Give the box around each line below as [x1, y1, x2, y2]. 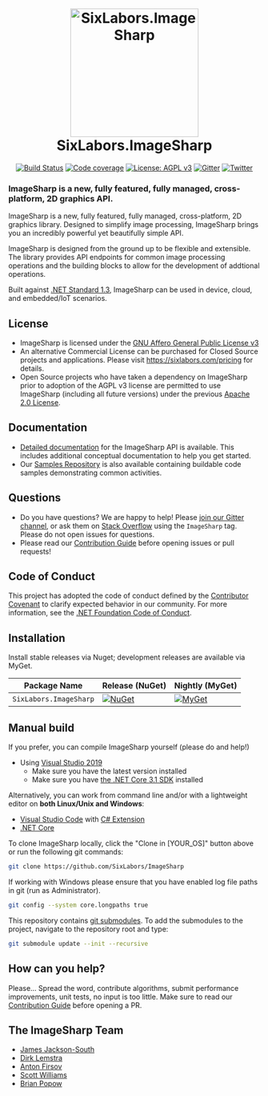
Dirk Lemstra [19, 1053, 62, 1063]
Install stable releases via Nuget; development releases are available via [8, 652, 246, 662]
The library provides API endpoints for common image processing [8, 253, 226, 262]
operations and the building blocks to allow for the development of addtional [8, 261, 260, 270]
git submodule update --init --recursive [8, 940, 149, 948]
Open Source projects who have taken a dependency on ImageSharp [19, 372, 248, 382]
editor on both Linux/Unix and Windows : [8, 799, 145, 809]
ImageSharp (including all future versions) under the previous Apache [19, 389, 250, 399]
